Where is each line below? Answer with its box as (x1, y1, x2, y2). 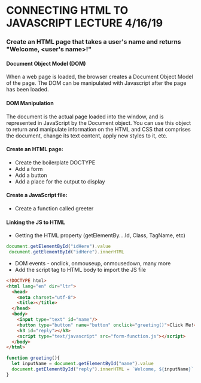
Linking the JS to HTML (6, 219, 66, 226)
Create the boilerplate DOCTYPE (14, 159, 96, 166)
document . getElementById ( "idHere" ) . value (6, 243, 111, 250)
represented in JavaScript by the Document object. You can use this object (6, 119, 191, 126)
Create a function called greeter (14, 204, 94, 212)
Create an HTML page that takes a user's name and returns (6, 38, 181, 46)
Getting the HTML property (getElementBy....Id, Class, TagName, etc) (14, 232, 185, 239)
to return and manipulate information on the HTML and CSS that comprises (6, 125, 191, 133)
